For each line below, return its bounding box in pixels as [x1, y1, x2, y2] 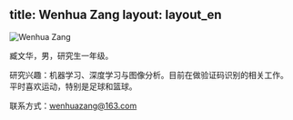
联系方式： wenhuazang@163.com [9, 100, 137, 111]
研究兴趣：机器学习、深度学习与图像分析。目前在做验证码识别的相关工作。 [9, 69, 288, 80]
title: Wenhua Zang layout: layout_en [9, 7, 222, 23]
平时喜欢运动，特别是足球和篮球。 [9, 81, 137, 92]
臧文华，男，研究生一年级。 [9, 50, 114, 61]
